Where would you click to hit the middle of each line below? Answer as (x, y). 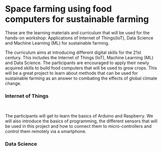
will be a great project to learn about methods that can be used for (72, 73)
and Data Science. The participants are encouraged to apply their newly (77, 63)
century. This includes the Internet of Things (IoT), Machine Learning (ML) (79, 57)
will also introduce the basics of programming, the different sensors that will (81, 121)
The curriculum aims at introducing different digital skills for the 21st (73, 52)
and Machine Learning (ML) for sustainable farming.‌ (57, 43)
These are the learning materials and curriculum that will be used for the (77, 33)
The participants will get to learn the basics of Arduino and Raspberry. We (79, 116)
